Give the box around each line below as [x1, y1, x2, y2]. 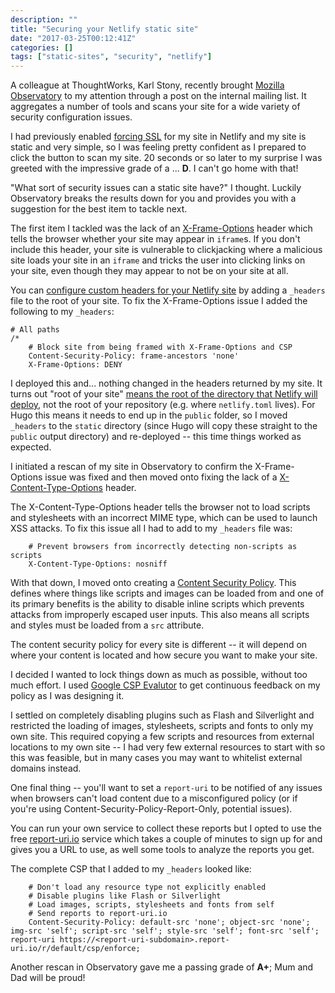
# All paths [10, 325, 60, 335]
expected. [10, 441, 52, 453]
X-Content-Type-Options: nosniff [28, 559, 168, 570]
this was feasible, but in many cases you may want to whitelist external [10, 752, 303, 764]
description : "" [10, 14, 78, 25]
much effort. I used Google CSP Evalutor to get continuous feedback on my [10, 679, 321, 691]
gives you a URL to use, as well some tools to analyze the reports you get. [10, 844, 315, 856]
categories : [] [10, 42, 74, 53]
